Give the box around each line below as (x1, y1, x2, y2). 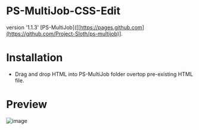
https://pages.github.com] (80, 24, 145, 31)
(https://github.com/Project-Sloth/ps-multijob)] (6, 30, 122, 37)
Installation (6, 51, 63, 65)
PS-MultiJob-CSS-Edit (6, 4, 121, 18)
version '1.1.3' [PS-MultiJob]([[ (6, 24, 80, 31)
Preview (6, 98, 48, 111)
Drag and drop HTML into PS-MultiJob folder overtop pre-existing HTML (14, 70, 194, 78)
